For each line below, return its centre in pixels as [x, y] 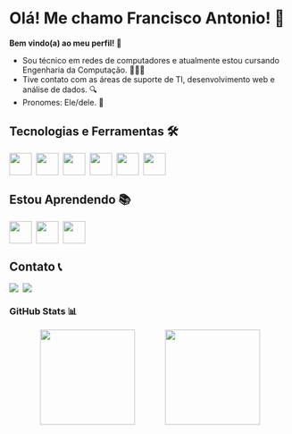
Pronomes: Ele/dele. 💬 [63, 102]
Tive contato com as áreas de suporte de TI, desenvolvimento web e [148, 79]
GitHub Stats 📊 [43, 311]
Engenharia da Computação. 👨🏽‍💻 [83, 70]
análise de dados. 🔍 [59, 89]
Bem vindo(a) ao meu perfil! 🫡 [66, 43]
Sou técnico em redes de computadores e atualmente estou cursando [150, 60]
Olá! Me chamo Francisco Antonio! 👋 [147, 18]
